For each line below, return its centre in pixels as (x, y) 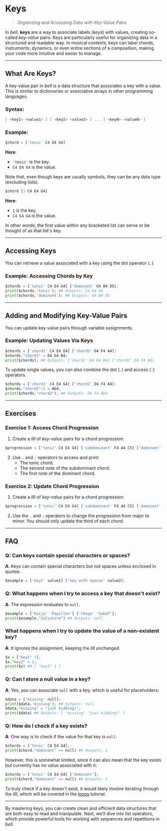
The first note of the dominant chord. (58, 473)
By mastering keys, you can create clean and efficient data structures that (81, 808)
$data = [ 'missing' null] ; (33, 699)
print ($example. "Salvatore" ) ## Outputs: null (54, 618)
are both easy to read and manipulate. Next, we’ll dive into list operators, (79, 814)
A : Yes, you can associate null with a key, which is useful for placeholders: (82, 690)
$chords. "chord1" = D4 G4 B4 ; (37, 355)
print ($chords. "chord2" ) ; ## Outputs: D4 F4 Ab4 (56, 394)
